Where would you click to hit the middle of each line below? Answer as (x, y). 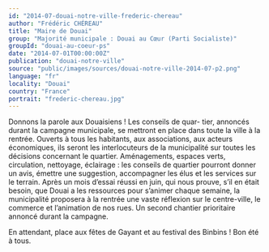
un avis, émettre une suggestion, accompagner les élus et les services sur (132, 173)
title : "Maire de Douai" (50, 31)
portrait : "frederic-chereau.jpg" (67, 99)
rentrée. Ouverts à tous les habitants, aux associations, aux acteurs (121, 139)
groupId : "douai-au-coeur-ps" (60, 46)
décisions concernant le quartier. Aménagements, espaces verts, (117, 156)
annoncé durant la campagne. (59, 216)
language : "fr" (34, 76)
